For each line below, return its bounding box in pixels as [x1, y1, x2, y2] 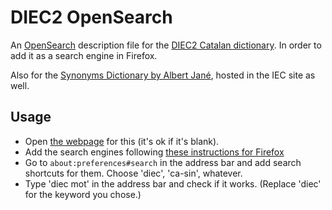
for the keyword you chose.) [24, 188, 142, 200]
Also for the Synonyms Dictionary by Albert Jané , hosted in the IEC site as [10, 69, 316, 81]
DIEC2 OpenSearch [10, 6, 173, 29]
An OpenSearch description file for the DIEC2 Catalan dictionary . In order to [10, 39, 322, 51]
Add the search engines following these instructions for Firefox [24, 146, 285, 158]
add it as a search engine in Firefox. [10, 49, 158, 61]
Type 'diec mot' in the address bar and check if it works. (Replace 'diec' [24, 177, 322, 190]
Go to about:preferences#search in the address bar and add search [24, 156, 302, 168]
